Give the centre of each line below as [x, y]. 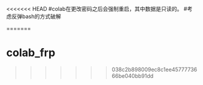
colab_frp [31, 53]
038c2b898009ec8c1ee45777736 [155, 69]
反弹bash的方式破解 [36, 16]
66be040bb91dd [133, 76]
